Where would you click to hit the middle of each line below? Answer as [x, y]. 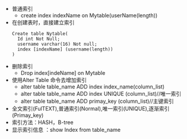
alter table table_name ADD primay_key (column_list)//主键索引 [97, 101]
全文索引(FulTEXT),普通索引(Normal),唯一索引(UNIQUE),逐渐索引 [91, 108]
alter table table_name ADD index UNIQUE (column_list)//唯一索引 [101, 94]
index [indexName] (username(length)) [65, 49]
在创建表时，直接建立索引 [43, 22]
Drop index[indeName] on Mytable [63, 73]
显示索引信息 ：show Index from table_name [66, 130]
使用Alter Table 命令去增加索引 [49, 80]
